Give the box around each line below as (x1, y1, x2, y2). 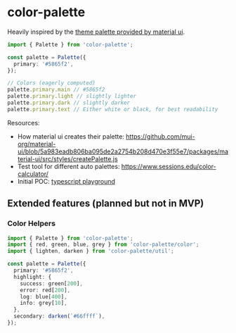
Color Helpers (7, 219, 56, 229)
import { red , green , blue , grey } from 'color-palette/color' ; (7, 241, 199, 249)
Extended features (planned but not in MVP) (7, 198, 204, 210)
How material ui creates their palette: (17, 132, 125, 141)
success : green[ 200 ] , (20, 279, 83, 287)
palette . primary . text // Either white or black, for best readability (7, 106, 218, 113)
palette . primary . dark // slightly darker (7, 99, 131, 106)
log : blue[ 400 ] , (20, 293, 68, 300)
